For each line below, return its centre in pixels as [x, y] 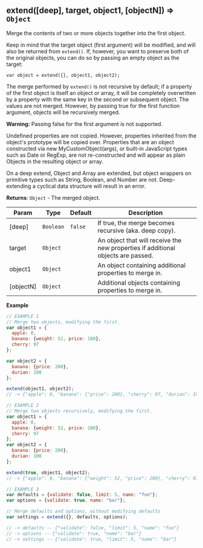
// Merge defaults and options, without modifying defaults [84, 512]
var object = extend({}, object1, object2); [63, 75]
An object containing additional [142, 265]
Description [146, 213]
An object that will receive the [140, 240]
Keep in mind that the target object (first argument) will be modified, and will [101, 45]
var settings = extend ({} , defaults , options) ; [67, 517]
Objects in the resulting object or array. [55, 161]
